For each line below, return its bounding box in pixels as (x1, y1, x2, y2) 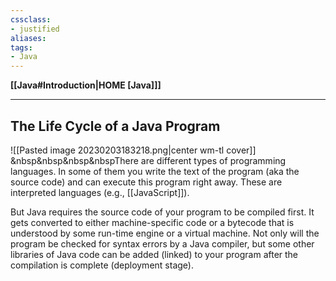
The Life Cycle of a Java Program (10, 117, 221, 135)
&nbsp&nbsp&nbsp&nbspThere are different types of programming (10, 154, 287, 166)
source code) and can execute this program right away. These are (10, 176, 283, 188)
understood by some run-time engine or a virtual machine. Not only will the (10, 227, 320, 239)
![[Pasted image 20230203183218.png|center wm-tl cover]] (10, 144, 257, 156)
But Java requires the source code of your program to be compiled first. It (10, 206, 315, 218)
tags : (10, 42, 33, 53)
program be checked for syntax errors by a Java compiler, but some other (10, 237, 315, 250)
